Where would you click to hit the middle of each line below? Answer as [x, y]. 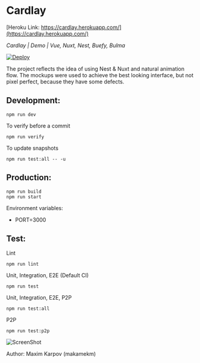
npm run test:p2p [28, 331]
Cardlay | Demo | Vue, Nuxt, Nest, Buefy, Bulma [66, 45]
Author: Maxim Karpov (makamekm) [51, 354]
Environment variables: [35, 208]
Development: [33, 101]
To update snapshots [33, 148]
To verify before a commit [38, 126]
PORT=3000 [30, 220]
